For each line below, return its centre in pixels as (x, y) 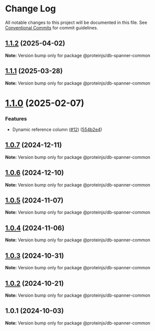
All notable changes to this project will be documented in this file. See (76, 22)
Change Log (30, 9)
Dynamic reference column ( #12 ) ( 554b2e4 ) (57, 129)
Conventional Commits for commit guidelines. (52, 27)
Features (16, 118)
